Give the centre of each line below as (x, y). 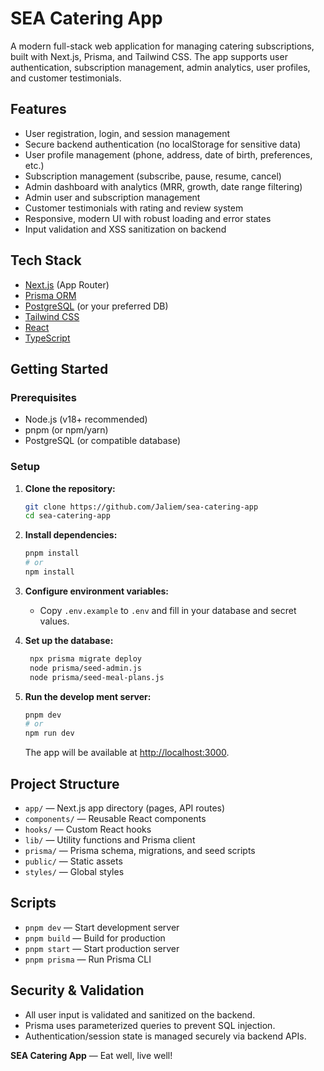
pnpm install (52, 553)
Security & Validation (77, 990)
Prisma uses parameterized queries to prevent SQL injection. (150, 1025)
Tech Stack (46, 260)
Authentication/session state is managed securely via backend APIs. (165, 1036)
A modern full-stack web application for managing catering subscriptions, (162, 46)
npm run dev (49, 733)
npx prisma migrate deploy (85, 658)
